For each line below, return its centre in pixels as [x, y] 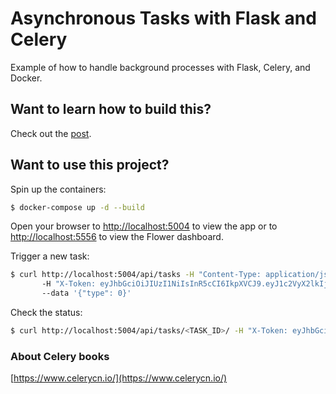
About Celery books [60, 356]
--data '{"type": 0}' [86, 293]
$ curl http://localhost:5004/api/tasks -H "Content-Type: [136, 275]
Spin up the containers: [58, 189]
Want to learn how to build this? [111, 109]
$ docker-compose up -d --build [77, 207]
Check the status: [46, 313]
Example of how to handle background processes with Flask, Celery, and [160, 67]
